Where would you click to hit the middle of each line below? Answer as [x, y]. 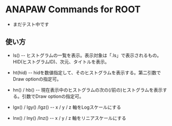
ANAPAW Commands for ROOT [73, 9]
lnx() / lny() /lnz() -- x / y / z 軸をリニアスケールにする [70, 118]
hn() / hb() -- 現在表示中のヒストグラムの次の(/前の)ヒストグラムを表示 [88, 90]
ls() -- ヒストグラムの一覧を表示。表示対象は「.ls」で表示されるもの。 [87, 55]
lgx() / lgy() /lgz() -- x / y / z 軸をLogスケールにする [67, 107]
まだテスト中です [31, 24]
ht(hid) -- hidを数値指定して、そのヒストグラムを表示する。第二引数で [87, 72]
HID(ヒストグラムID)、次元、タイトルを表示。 [61, 61]
